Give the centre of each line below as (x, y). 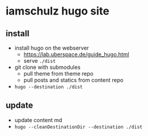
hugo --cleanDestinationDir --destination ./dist (79, 127)
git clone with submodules (47, 67)
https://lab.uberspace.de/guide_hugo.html (76, 54)
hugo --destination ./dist (49, 87)
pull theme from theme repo (58, 73)
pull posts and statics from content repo (73, 80)
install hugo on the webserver (52, 48)
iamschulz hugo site (58, 11)
